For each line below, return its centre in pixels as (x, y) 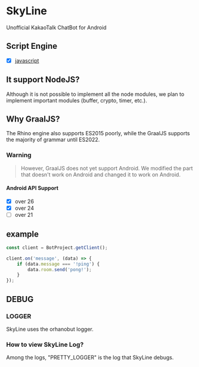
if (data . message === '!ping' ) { (58, 264)
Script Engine (32, 46)
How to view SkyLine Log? (45, 344)
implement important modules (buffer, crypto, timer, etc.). (77, 100)
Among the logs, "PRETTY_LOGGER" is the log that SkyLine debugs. (90, 357)
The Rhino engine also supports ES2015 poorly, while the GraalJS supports (98, 133)
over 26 (24, 201)
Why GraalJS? (33, 119)
